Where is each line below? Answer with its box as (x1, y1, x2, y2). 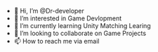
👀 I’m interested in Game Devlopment (13, 14, 122, 22)
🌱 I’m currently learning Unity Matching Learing (13, 22, 151, 30)
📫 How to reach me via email (13, 37, 100, 45)
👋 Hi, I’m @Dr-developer (13, 7, 84, 15)
